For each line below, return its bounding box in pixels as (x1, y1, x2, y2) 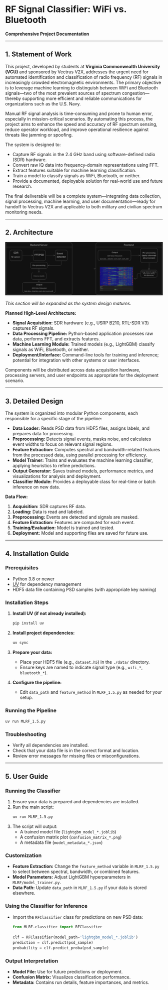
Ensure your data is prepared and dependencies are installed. (12, 799, 139, 805)
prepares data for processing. (12, 431, 74, 437)
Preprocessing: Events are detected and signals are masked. (12, 514, 139, 520)
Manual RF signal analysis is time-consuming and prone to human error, (5, 110, 153, 116)
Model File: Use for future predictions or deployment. (12, 969, 123, 975)
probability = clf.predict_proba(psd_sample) (12, 945, 109, 951)
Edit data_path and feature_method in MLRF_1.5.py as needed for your (19, 689, 162, 695)
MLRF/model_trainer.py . (12, 880, 61, 886)
